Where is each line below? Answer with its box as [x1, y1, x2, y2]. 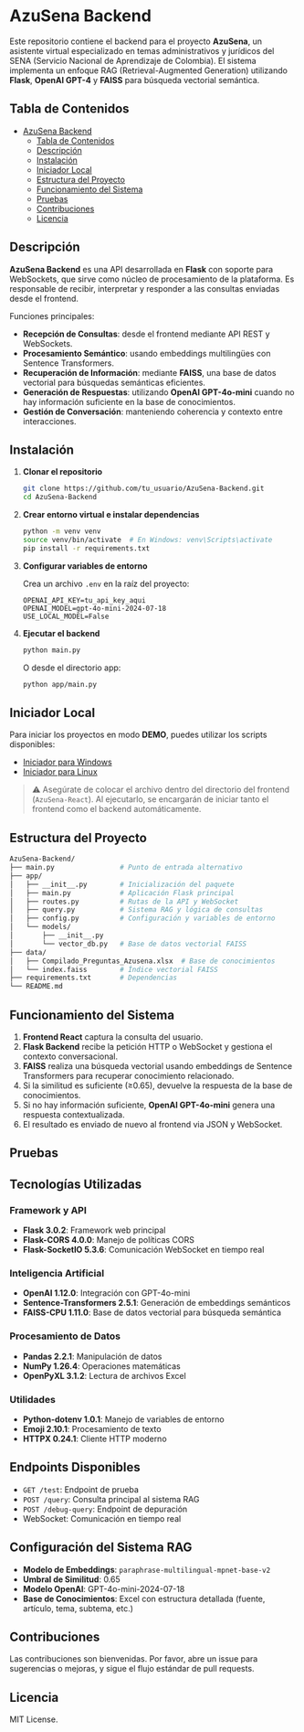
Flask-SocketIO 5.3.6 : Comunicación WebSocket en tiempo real [22, 1245, 265, 1256]
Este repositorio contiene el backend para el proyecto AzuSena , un [9, 36, 263, 47]
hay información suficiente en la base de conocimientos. [22, 396, 236, 407]
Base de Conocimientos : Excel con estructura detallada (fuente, [22, 1593, 266, 1604]
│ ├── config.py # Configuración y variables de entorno [9, 914, 276, 924]
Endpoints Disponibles [9, 1459, 141, 1475]
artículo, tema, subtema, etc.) [22, 1602, 134, 1614]
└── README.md [9, 982, 64, 991]
